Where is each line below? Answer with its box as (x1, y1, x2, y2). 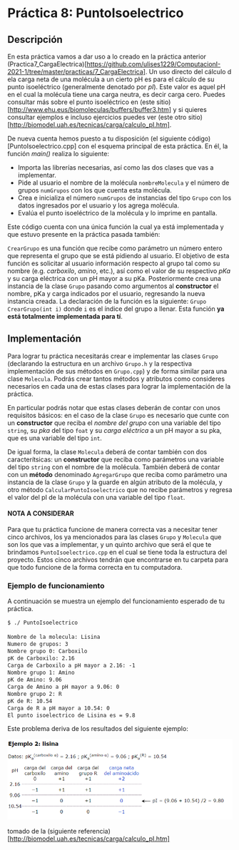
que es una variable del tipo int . (7, 434, 102, 442)
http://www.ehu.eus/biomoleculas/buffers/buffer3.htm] (9, 106, 172, 113)
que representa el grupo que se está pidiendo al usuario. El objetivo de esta (7, 252, 230, 260)
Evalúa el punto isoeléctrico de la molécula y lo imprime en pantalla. (17, 209, 218, 217)
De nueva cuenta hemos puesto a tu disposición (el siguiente (7, 134, 187, 143)
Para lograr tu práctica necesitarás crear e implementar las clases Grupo (7, 352, 219, 360)
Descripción (7, 34, 63, 46)
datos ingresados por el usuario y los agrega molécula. (17, 201, 180, 210)
